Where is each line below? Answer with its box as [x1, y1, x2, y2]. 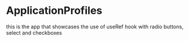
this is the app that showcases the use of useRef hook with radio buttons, [6, 23, 184, 30]
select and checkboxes [6, 29, 62, 36]
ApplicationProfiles [6, 4, 103, 17]
